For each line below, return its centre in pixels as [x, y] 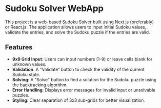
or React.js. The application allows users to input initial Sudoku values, [76, 27]
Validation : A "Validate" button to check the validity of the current [78, 69]
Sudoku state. [26, 74]
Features [19, 47]
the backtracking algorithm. [40, 85]
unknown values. [29, 64]
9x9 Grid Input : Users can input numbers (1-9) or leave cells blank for [82, 59]
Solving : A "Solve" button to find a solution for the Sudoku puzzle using [84, 79]
